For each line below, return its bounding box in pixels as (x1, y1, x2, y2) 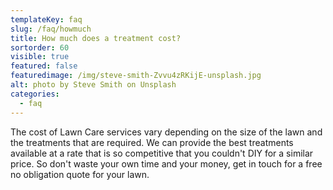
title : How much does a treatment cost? (10, 33, 182, 43)
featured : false (10, 61, 78, 71)
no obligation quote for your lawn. (10, 168, 150, 180)
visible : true (10, 52, 70, 62)
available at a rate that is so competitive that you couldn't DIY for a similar (10, 147, 314, 159)
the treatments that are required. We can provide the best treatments (10, 136, 294, 148)
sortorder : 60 (10, 42, 70, 53)
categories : (10, 89, 60, 99)
